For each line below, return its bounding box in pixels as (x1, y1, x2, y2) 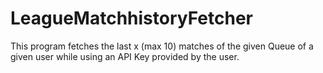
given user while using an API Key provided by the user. (10, 50, 240, 62)
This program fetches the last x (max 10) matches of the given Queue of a (10, 40, 314, 52)
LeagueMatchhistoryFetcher (10, 7, 253, 30)
